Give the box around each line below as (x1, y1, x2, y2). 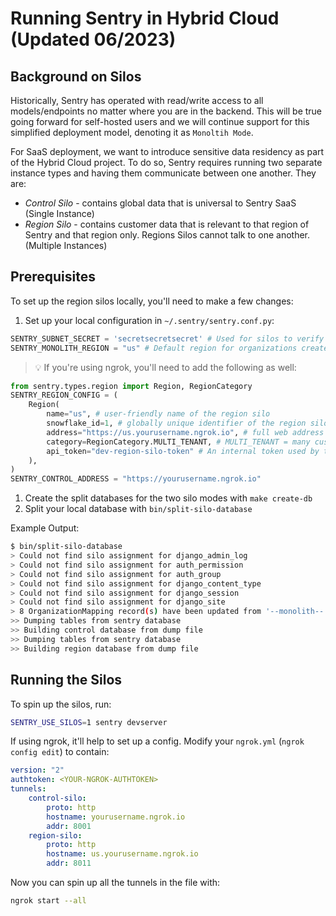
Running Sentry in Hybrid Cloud (10, 7, 280, 30)
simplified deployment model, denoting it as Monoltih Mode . (10, 127, 254, 138)
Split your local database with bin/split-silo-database (24, 503, 253, 515)
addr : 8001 (46, 821, 92, 831)
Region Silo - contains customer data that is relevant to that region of (24, 218, 310, 230)
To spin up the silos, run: (10, 698, 112, 710)
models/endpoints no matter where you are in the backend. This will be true (10, 105, 323, 117)
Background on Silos (10, 68, 142, 85)
